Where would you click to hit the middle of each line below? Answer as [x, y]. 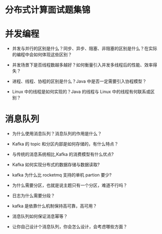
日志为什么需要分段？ [33, 196]
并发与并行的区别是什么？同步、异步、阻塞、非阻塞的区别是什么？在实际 [84, 49]
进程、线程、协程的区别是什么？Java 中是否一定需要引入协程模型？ [79, 81]
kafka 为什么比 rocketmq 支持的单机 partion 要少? [62, 175]
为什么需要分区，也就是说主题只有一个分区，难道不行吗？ [70, 185]
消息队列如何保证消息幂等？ [40, 216]
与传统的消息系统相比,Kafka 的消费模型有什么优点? [63, 154]
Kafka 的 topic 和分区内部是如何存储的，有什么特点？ [65, 144]
